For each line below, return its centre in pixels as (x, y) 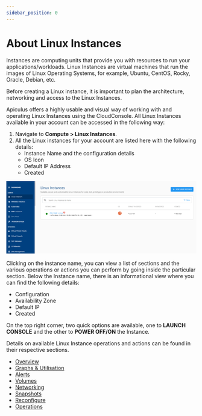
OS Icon (34, 160)
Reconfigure (30, 400)
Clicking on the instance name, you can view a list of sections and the (93, 263)
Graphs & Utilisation (39, 368)
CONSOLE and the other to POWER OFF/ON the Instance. (78, 332)
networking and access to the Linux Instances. (64, 97)
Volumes (26, 381)
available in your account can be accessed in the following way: (86, 122)
